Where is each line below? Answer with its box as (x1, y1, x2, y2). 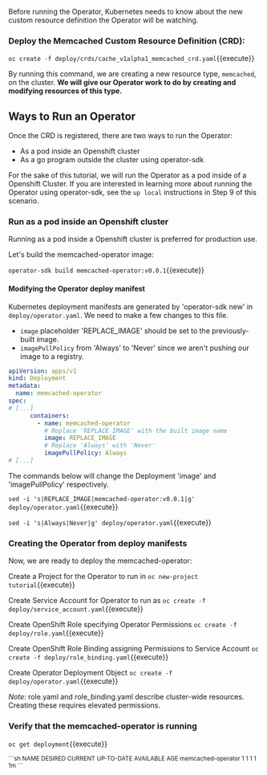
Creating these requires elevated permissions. (8, 700, 161, 710)
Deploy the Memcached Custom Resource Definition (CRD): (8, 35, 246, 47)
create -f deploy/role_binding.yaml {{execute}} (8, 652, 169, 662)
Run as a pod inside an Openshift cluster (8, 216, 169, 227)
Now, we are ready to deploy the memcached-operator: (8, 556, 192, 565)
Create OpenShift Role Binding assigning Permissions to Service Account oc (8, 644, 259, 654)
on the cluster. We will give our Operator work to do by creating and (8, 78, 237, 88)
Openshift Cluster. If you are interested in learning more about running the (8, 179, 253, 189)
